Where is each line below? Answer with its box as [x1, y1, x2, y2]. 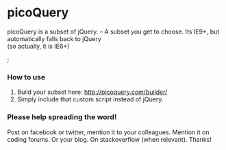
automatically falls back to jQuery [7, 34, 101, 42]
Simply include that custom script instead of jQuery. [16, 95, 164, 103]
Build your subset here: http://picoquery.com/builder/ [16, 88, 168, 97]
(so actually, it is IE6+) [7, 42, 70, 50]
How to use [7, 72, 46, 82]
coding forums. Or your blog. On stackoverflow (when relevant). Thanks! [7, 135, 212, 143]
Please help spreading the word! [7, 112, 117, 122]
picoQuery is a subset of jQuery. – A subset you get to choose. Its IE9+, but [7, 27, 220, 36]
